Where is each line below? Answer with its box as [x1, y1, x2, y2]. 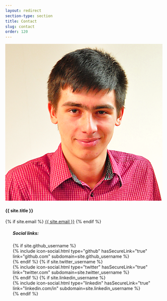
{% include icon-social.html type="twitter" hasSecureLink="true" [12, 264, 148, 270]
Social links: [12, 230, 39, 236]
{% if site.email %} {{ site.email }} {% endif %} [5, 219, 102, 225]
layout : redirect [5, 8, 42, 13]
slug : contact [5, 24, 35, 29]
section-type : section [5, 13, 53, 19]
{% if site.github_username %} [12, 243, 76, 249]
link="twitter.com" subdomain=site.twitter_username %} [12, 269, 130, 275]
